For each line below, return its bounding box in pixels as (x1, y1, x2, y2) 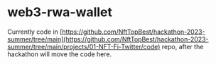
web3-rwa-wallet (7, 4, 112, 20)
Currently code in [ (7, 27, 63, 36)
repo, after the (161, 42, 204, 51)
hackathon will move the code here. (7, 50, 112, 58)
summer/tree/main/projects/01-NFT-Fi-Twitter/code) (7, 42, 161, 51)
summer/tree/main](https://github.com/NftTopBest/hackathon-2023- (7, 34, 209, 43)
